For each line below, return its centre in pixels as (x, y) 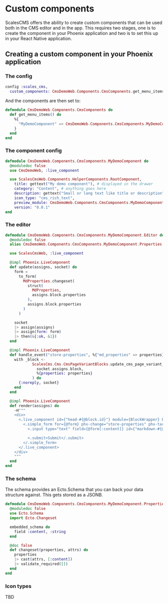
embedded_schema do (30, 527)
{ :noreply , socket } (38, 383)
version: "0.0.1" (32, 207)
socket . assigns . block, (60, 369)
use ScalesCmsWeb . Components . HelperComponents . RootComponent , (76, 179)
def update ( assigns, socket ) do (43, 267)
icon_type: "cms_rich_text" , (44, 198)
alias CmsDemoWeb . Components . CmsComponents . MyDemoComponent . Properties (86, 244)
